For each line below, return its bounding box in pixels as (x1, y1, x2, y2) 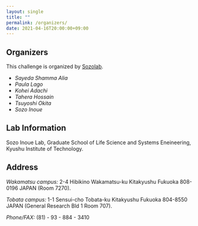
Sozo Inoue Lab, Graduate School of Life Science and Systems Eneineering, (6, 139, 191, 146)
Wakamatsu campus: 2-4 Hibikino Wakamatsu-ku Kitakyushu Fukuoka (6, 178, 179, 185)
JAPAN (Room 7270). (19, 184, 71, 192)
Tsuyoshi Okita (14, 100, 52, 107)
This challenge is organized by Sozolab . (6, 63, 104, 70)
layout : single (6, 8, 44, 15)
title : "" (6, 14, 31, 20)
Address (6, 163, 39, 173)
